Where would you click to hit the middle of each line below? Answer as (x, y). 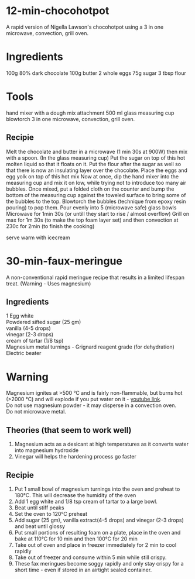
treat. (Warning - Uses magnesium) (49, 283)
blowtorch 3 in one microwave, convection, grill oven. (71, 119)
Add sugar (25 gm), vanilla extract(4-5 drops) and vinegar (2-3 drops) (99, 520)
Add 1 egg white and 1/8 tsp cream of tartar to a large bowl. (86, 501)
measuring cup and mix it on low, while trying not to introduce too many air (96, 182)
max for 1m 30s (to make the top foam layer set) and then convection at (92, 220)
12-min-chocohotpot (58, 11)
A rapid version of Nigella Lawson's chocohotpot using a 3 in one (85, 27)
